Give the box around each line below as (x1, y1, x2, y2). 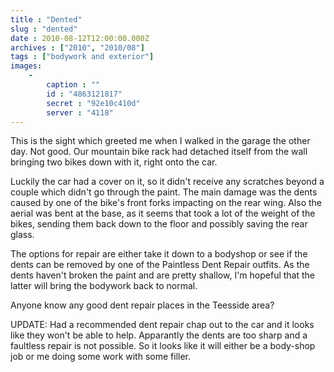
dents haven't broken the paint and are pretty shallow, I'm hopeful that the (10, 269, 316, 281)
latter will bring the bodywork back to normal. (10, 280, 198, 292)
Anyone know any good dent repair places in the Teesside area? (10, 299, 275, 311)
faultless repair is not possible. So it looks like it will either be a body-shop (10, 340, 316, 352)
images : (10, 61, 43, 71)
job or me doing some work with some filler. (10, 351, 192, 363)
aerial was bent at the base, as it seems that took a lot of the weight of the (10, 207, 316, 220)
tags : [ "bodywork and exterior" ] (10, 52, 155, 62)
